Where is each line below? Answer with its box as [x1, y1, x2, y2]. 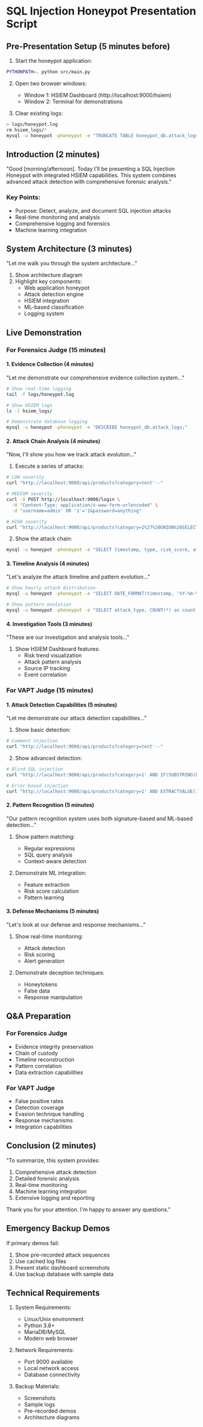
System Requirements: [14, 1304, 71, 1311]
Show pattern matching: [14, 833, 76, 840]
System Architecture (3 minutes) [6, 244, 132, 254]
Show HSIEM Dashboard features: [14, 646, 100, 653]
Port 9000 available [24, 1358, 74, 1365]
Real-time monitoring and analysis [14, 213, 100, 221]
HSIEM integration [24, 297, 69, 305]
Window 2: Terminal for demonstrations [24, 98, 123, 105]
